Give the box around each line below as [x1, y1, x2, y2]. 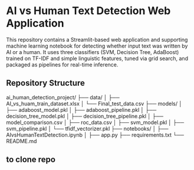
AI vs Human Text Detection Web [6, 4, 171, 18]
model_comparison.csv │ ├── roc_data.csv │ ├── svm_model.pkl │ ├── [6, 119, 185, 126]
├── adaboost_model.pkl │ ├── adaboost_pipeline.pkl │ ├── [6, 106, 157, 113]
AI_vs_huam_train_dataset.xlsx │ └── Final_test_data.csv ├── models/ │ [6, 100, 183, 107]
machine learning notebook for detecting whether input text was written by [6, 42, 188, 49]
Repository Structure [6, 78, 86, 88]
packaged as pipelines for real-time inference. [6, 61, 119, 68]
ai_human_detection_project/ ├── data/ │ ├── [6, 94, 120, 101]
